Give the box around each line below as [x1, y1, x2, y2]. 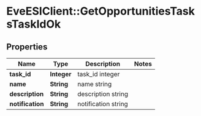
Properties [6, 42, 48, 52]
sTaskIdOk [6, 17, 61, 31]
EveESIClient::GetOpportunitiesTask [6, 4, 195, 18]
